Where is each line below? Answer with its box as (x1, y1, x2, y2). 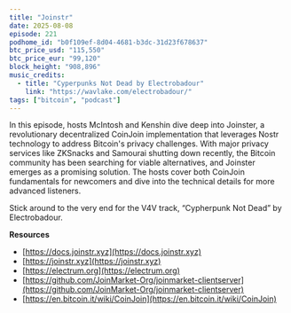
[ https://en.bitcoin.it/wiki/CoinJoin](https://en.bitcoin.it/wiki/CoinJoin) (21, 293, 277, 304)
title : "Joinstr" (9, 12, 74, 22)
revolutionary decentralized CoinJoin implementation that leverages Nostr (9, 129, 279, 140)
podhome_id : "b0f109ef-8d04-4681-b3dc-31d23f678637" (9, 37, 208, 47)
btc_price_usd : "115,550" (9, 46, 105, 55)
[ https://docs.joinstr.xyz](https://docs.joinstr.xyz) (21, 246, 202, 257)
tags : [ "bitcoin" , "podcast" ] (9, 95, 122, 105)
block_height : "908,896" (9, 63, 101, 72)
